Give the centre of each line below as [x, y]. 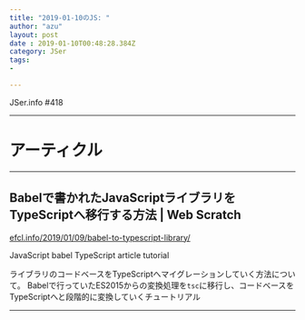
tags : [20, 60]
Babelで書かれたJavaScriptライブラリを [123, 198]
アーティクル [56, 150]
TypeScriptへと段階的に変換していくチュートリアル [105, 296]
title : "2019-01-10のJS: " [60, 18]
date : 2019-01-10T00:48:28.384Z [73, 43]
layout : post [34, 35]
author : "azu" [36, 26]
